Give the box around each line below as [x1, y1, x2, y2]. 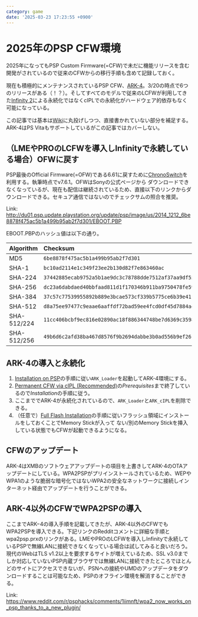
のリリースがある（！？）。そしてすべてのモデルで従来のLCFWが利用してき [6, 89, 187, 96]
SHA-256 [9, 283, 37, 292]
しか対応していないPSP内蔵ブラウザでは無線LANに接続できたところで [6, 557, 176, 564]
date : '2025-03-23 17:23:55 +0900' [6, 14, 94, 20]
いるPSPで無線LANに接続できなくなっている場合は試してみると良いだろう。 [6, 542, 191, 550]
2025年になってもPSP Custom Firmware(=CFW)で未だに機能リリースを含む [6, 62, 190, 69]
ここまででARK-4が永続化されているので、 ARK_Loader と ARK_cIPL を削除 [14, 397, 186, 404]
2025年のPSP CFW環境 [6, 41, 121, 55]
